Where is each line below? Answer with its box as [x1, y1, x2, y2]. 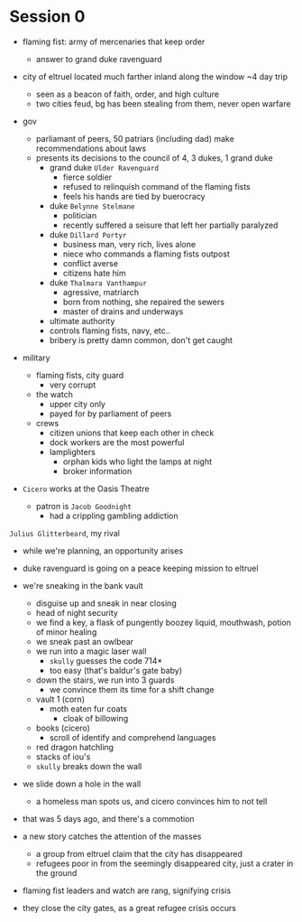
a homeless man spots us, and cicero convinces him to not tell [35, 796, 268, 806]
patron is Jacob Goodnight [35, 500, 133, 511]
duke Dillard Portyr [49, 228, 127, 240]
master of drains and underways [62, 305, 184, 317]
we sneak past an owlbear [35, 636, 133, 647]
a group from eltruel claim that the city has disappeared [35, 848, 243, 859]
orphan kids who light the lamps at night [62, 456, 213, 467]
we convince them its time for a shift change [49, 684, 215, 694]
